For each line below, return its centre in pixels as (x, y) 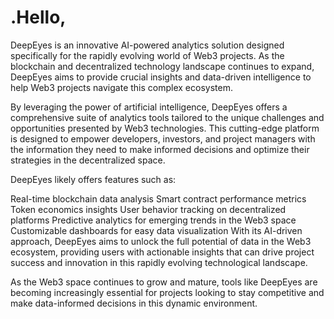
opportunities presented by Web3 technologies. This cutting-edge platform (165, 128)
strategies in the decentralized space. (88, 160)
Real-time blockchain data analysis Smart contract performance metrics (158, 198)
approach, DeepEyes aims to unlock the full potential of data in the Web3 (161, 241)
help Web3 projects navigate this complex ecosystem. (121, 87)
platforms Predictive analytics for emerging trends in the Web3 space (153, 220)
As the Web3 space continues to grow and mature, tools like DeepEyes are (164, 282)
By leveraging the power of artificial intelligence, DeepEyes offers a (149, 107)
